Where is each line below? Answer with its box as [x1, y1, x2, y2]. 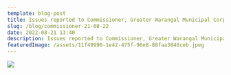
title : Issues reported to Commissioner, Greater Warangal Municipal [7, 16, 211, 23]
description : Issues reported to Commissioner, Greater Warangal [7, 35, 198, 42]
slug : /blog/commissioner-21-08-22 [7, 22, 109, 29]
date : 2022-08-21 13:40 [7, 29, 76, 36]
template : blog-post [7, 10, 67, 17]
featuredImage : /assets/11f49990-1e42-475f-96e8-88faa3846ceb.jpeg [7, 42, 205, 48]
